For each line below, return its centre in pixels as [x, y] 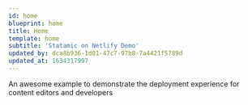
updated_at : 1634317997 [49, 61]
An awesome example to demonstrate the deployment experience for [124, 84]
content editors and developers [61, 92]
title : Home [28, 31]
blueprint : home [36, 23]
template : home [34, 38]
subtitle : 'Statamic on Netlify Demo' [74, 46]
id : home [23, 16]
